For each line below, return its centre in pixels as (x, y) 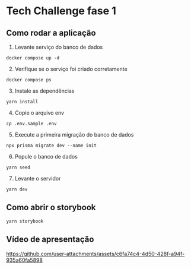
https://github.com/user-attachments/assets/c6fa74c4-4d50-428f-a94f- (95, 254)
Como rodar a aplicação (51, 33)
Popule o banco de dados (46, 156)
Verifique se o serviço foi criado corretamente (71, 69)
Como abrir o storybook (51, 208)
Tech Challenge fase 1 (61, 11)
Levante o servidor (38, 178)
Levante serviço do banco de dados (59, 47)
